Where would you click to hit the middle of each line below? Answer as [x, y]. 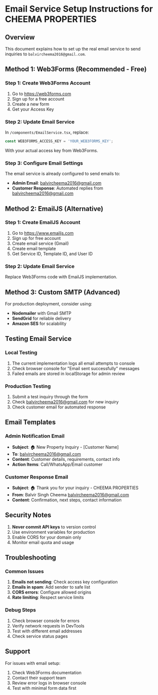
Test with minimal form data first [44, 688]
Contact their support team [39, 678]
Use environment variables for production [53, 532]
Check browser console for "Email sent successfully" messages [76, 368]
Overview [20, 37]
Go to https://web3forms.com [42, 94]
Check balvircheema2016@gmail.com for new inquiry [65, 402]
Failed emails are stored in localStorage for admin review [68, 373]
